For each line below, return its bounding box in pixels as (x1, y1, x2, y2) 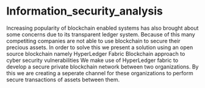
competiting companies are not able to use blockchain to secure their (6, 37, 181, 44)
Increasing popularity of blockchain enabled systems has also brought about (6, 24, 199, 32)
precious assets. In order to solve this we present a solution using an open (6, 44, 193, 51)
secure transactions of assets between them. (6, 76, 120, 83)
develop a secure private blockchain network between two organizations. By (6, 63, 199, 70)
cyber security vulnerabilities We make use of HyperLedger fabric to (6, 56, 179, 64)
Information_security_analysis (6, 4, 164, 18)
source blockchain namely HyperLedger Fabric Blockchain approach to (6, 50, 185, 57)
